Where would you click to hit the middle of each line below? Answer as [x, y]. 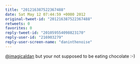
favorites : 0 [19, 28]
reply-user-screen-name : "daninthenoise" [49, 42]
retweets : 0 [17, 24]
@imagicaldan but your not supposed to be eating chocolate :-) [70, 56]
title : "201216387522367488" [35, 10]
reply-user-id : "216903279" [34, 38]
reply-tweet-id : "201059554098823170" [45, 33]
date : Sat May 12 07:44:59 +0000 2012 [45, 14]
